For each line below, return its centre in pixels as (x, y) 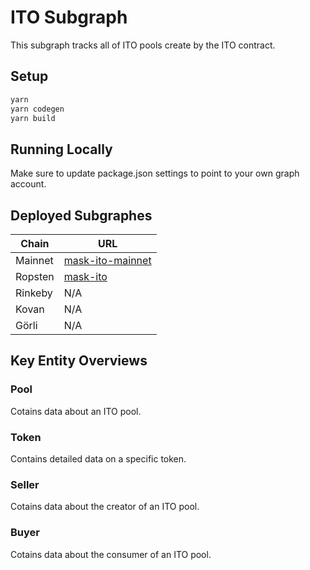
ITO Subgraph (69, 17)
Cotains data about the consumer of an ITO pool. (111, 554)
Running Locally (61, 149)
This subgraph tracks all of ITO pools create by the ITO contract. (143, 45)
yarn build (33, 118)
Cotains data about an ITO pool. (76, 411)
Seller (25, 484)
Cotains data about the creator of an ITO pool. (105, 507)
